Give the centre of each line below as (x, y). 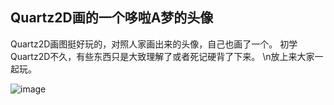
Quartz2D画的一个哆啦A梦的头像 (112, 18)
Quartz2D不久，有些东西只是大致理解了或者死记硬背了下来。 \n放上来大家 (162, 56)
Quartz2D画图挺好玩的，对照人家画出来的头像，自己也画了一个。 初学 (154, 44)
